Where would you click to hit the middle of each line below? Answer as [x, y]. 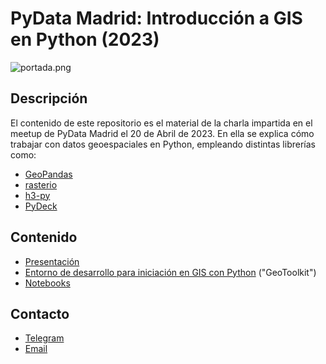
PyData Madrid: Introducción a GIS [156, 18]
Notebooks [47, 283]
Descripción [49, 98]
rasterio [41, 184]
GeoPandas [48, 174]
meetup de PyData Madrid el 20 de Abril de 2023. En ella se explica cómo [162, 133]
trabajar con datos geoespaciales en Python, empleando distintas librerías [163, 144]
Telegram [44, 338]
